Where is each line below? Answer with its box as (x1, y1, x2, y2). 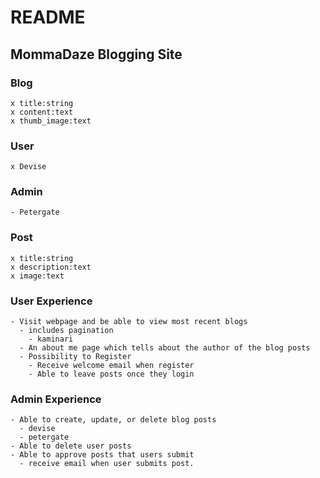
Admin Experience (10, 392, 102, 406)
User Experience (10, 294, 93, 308)
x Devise (10, 162, 47, 172)
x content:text (10, 107, 74, 117)
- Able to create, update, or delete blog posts (10, 415, 217, 425)
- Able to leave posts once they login (28, 369, 195, 380)
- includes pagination (19, 326, 114, 336)
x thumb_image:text (10, 116, 92, 126)
